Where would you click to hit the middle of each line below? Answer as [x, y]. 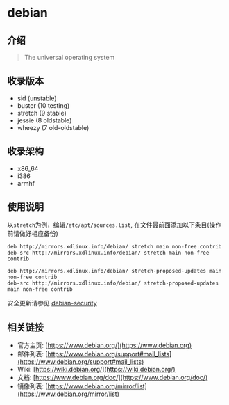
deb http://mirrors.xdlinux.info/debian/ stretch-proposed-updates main [114, 271]
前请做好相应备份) [33, 234]
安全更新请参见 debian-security [52, 303]
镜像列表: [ [32, 386]
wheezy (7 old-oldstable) [53, 127]
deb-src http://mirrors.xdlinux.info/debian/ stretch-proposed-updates [113, 283]
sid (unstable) [37, 98]
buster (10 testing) [43, 105]
